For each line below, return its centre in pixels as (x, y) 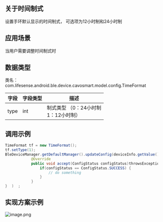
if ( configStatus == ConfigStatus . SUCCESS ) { (85, 168)
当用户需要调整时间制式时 (31, 51)
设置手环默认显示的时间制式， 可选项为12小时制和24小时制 (64, 21)
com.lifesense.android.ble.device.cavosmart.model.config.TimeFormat (76, 85)
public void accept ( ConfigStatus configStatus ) (80, 163)
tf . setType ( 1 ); (20, 150)
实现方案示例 (24, 202)
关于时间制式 (24, 9)
